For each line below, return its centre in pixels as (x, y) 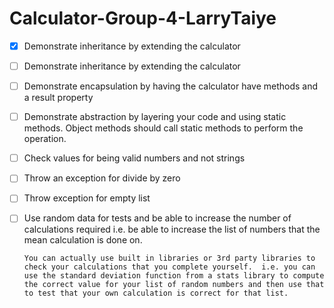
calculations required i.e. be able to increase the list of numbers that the (172, 229)
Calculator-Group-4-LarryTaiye (143, 18)
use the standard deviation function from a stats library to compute (174, 276)
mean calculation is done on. (83, 240)
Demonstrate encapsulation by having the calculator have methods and (171, 86)
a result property (58, 98)
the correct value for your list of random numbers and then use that (174, 285)
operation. (45, 139)
